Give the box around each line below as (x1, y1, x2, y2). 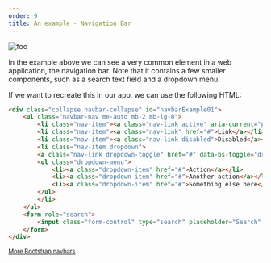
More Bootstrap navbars (8, 248, 76, 256)
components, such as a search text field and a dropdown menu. (8, 74, 220, 84)
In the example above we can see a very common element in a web (8, 57, 232, 67)
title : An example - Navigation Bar (8, 19, 131, 27)
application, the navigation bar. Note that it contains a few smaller (8, 65, 226, 75)
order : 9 (8, 11, 38, 20)
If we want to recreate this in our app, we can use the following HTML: (8, 90, 242, 99)
